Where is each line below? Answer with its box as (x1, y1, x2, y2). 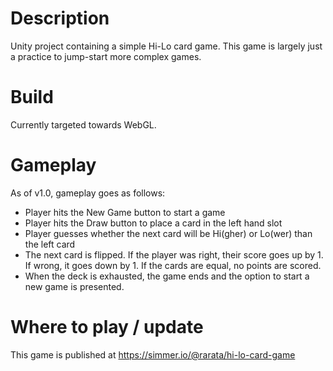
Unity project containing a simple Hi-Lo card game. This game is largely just (10, 40, 323, 52)
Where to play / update (10, 316, 204, 338)
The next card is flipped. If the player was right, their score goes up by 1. (24, 248, 324, 261)
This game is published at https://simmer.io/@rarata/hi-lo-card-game (10, 348, 296, 361)
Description (10, 7, 110, 30)
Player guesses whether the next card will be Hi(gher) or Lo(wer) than (24, 227, 313, 239)
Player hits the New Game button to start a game (24, 206, 226, 218)
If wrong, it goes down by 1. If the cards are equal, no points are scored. (24, 259, 322, 271)
